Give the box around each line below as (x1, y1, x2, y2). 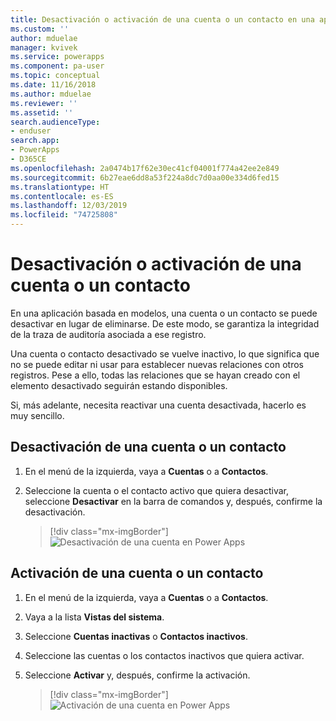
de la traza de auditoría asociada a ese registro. (10, 328, 207, 340)
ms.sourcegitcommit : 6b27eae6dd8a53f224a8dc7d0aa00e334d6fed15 (10, 172, 280, 183)
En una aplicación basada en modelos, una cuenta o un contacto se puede (10, 307, 318, 319)
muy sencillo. (10, 409, 65, 421)
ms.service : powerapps (10, 52, 105, 62)
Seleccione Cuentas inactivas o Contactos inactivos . (24, 630, 248, 642)
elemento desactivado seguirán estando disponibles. (10, 379, 228, 391)
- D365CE (10, 154, 47, 164)
